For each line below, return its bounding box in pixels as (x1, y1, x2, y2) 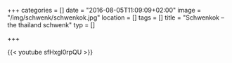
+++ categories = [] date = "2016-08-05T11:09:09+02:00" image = (7, 6, 202, 14)
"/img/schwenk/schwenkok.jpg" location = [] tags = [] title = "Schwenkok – (7, 13, 225, 22)
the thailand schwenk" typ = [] (7, 21, 96, 29)
